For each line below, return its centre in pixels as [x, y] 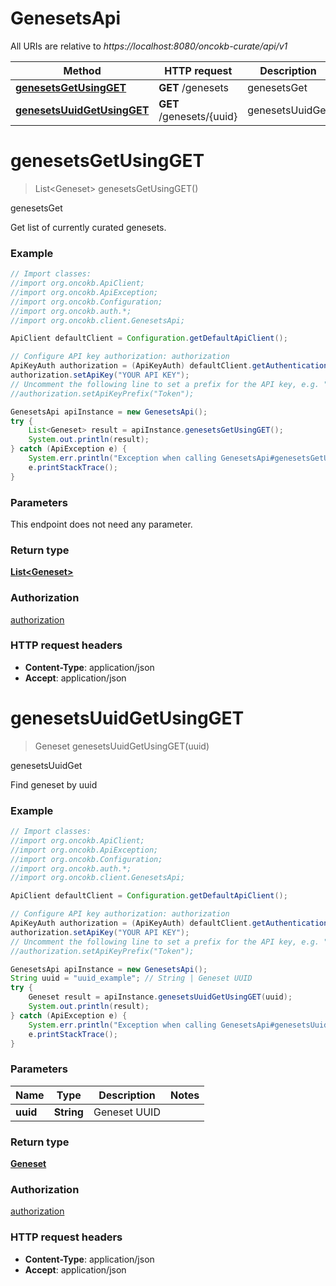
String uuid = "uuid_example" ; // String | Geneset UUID [131, 978]
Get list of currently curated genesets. [88, 227]
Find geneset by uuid [54, 784]
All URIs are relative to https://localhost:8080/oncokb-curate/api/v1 [149, 46]
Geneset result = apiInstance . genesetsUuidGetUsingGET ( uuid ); [160, 997]
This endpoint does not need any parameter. [101, 524]
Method [82, 70]
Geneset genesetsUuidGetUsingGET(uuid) [122, 746]
